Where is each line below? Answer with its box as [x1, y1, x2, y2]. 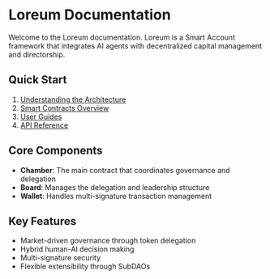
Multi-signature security [19, 253, 101, 263]
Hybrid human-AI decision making [19, 244, 135, 254]
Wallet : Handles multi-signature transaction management [19, 191, 212, 201]
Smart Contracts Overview [19, 103, 109, 112]
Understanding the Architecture [19, 95, 126, 104]
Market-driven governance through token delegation [19, 236, 196, 246]
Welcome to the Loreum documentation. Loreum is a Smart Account [8, 32, 235, 42]
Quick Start [8, 73, 67, 87]
